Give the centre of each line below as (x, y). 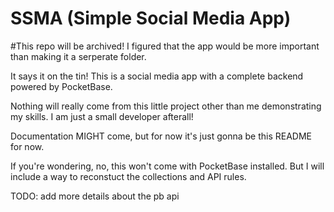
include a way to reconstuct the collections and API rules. (128, 176)
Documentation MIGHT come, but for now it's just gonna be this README (161, 136)
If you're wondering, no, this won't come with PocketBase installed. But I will (167, 166)
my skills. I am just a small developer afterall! (102, 116)
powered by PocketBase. (61, 86)
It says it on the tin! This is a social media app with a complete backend (157, 76)
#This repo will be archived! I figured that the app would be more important (165, 46)
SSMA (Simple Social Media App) (151, 18)
